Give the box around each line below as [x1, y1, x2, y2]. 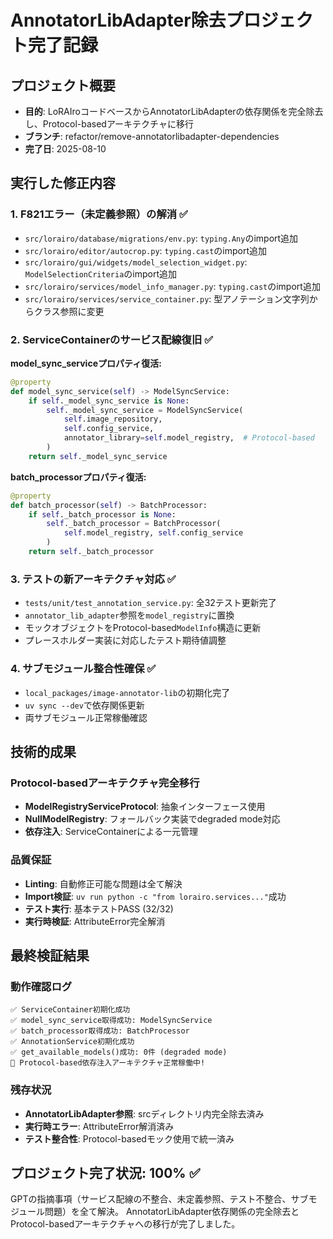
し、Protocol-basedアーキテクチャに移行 [24, 118, 194, 130]
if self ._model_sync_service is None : [28, 396, 190, 406]
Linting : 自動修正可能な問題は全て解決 [24, 877, 183, 890]
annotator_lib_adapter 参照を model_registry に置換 [24, 609, 235, 621]
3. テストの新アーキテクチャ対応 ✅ [10, 572, 177, 586]
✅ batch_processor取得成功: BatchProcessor [10, 1026, 190, 1036]
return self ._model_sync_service [28, 451, 168, 461]
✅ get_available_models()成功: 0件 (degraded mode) [10, 1047, 228, 1058]
